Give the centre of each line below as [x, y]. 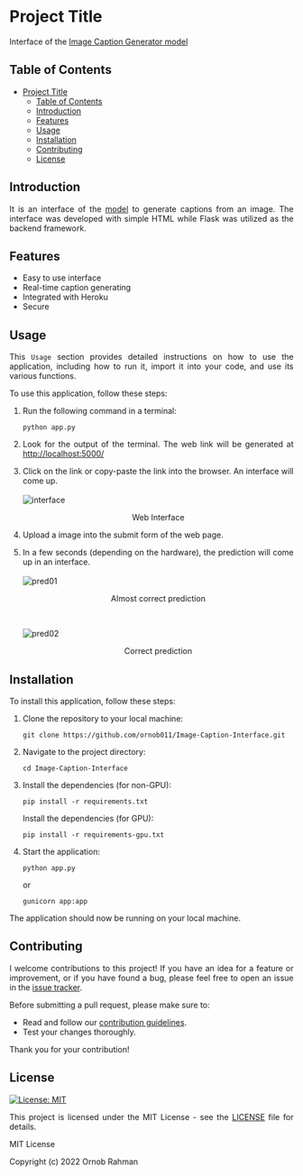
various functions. [43, 376]
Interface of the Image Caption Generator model [99, 41]
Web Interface [158, 518]
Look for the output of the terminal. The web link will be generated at [158, 445]
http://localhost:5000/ [63, 454]
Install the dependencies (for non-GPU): [96, 785]
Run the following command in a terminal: [100, 411]
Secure [36, 307]
